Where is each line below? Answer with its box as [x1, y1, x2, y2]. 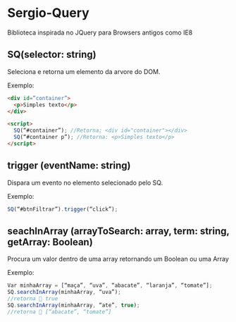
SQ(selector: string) [7, 49, 97, 61]
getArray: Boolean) [7, 236, 93, 248]
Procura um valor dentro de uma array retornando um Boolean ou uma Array [7, 255, 229, 264]
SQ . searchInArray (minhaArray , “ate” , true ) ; [7, 302, 140, 309]
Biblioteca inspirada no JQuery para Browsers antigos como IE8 [7, 28, 193, 37]
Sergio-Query [7, 5, 89, 21]
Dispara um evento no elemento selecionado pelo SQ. [7, 178, 163, 187]
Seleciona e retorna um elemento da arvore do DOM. [7, 67, 161, 75]
